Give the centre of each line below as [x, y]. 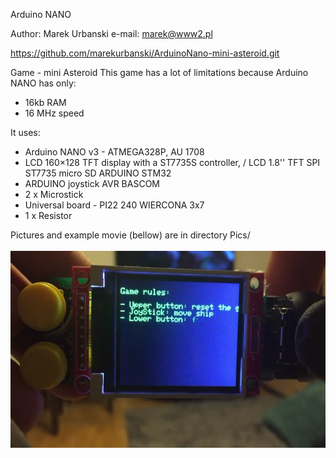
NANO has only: [43, 83]
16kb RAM [45, 102]
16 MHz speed [54, 113]
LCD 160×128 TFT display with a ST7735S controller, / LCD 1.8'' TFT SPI [172, 162]
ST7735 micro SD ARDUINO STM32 [98, 173]
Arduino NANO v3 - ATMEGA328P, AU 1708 [114, 152]
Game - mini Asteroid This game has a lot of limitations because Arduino [159, 72]
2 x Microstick [54, 194]
